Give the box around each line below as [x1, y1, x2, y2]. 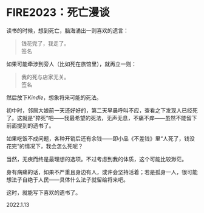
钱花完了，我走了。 [21, 40, 70, 47]
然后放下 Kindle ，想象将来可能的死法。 [6, 94, 102, 101]
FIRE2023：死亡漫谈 [6, 5, 110, 19]
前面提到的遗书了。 [6, 122, 55, 129]
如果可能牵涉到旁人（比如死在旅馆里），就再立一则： [6, 60, 137, 68]
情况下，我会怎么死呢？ [24, 142, 84, 150]
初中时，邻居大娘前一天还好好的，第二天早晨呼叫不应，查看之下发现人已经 [6, 106, 192, 114]
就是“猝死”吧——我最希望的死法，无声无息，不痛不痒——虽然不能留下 [22, 114, 197, 122]
